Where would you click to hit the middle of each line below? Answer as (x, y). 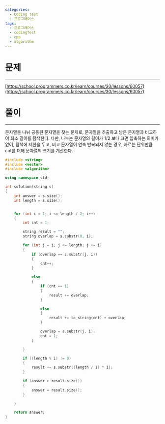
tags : (11, 23)
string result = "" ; (44, 232)
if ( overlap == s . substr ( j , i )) (64, 254)
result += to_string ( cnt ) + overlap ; (87, 318)
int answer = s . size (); (38, 196)
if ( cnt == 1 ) (55, 286)
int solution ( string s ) (29, 187)
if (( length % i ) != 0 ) (47, 358)
